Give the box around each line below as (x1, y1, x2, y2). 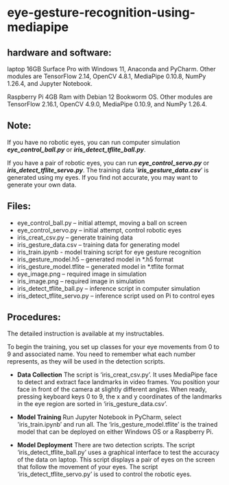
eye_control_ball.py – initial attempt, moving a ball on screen (16, 218, 187, 227)
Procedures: (7, 311, 62, 323)
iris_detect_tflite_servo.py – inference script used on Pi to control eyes (16, 292, 215, 300)
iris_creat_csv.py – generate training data (16, 233, 133, 241)
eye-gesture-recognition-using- (7, 5, 195, 21)
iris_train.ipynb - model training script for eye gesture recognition (16, 248, 202, 256)
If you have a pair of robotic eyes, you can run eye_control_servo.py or (7, 158, 210, 167)
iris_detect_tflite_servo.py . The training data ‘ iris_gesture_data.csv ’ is (7, 166, 209, 174)
